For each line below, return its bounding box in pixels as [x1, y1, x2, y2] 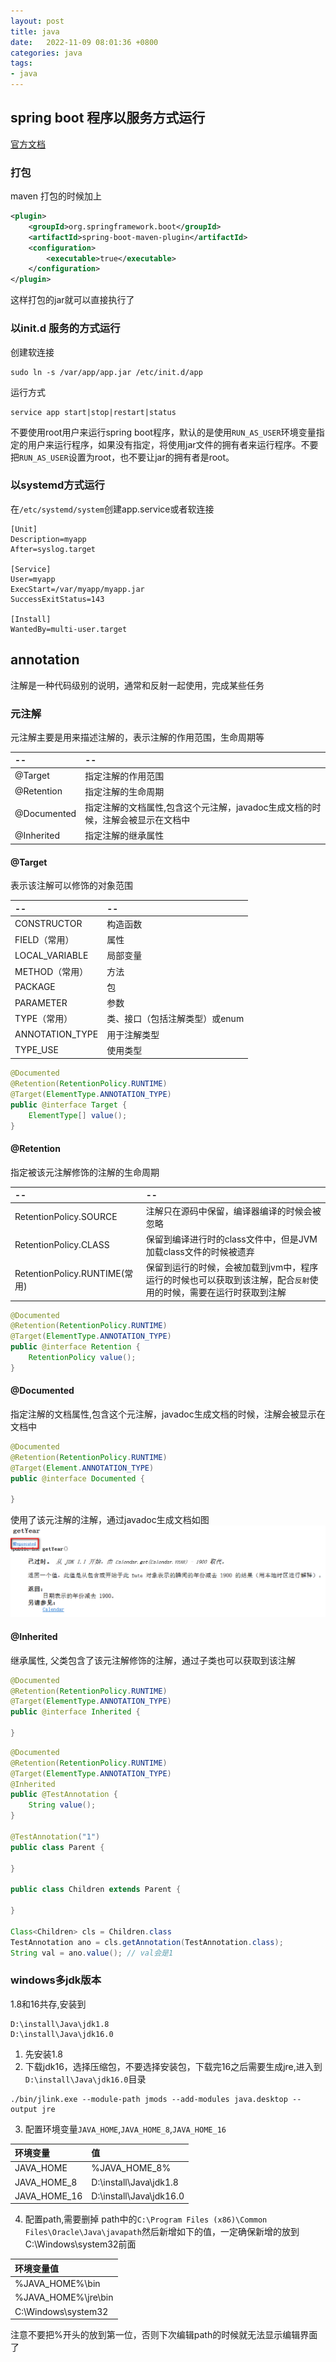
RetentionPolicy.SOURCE [14, 1211, 118, 1223]
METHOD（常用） [14, 965, 89, 977]
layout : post [10, 16, 65, 26]
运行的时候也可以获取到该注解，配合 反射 [145, 1274, 310, 1286]
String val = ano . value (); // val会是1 [10, 1948, 174, 1958]
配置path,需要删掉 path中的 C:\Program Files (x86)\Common [24, 2213, 268, 2225]
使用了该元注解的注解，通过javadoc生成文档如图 [10, 1514, 210, 1526]
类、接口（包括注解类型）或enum [106, 1013, 245, 1025]
